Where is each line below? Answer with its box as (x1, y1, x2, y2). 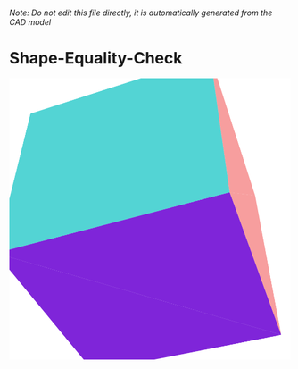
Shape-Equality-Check (9, 47, 183, 68)
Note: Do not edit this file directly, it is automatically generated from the (9, 7, 273, 18)
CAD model (9, 16, 52, 27)
